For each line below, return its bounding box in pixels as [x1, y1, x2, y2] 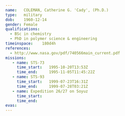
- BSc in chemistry [10, 31, 52, 36]
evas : [5, 103, 17, 108]
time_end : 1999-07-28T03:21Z [16, 84, 88, 89]
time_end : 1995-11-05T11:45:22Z [16, 70, 95, 75]
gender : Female [5, 22, 38, 27]
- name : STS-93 [12, 74, 45, 80]
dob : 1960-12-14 [5, 17, 47, 22]
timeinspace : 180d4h [5, 41, 56, 46]
